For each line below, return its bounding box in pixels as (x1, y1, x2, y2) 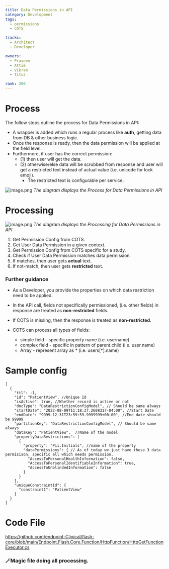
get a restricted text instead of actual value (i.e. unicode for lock (20, 166, 153, 172)
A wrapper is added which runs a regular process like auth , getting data (12, 129, 162, 135)
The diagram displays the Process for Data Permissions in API (33, 187, 162, 193)
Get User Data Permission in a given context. (12, 242, 106, 248)
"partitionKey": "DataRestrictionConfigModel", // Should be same (14, 421, 156, 426)
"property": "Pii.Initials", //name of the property (23, 443, 136, 448)
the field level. (12, 145, 42, 151)
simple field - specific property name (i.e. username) (20, 337, 130, 343)
